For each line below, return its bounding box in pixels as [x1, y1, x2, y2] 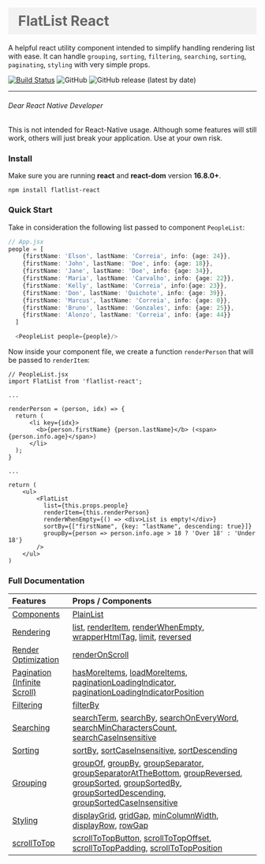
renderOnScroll [72, 649, 129, 660]
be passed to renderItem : [8, 355, 91, 365]
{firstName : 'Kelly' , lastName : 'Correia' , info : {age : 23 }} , [22, 282, 228, 290]
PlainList [72, 609, 104, 620]
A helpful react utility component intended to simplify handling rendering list [8, 43, 256, 52]
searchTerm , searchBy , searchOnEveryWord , [72, 713, 239, 724]
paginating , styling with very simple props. [8, 59, 151, 69]
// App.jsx [8, 238, 44, 245]
